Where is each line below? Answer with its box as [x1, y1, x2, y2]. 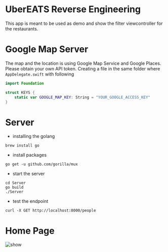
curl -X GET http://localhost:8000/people [5, 208, 96, 213]
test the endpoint [12, 198, 49, 204]
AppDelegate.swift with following [5, 71, 74, 77]
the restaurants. [5, 25, 38, 31]
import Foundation [5, 81, 44, 86]
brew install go [5, 143, 39, 148]
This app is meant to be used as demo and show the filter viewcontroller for [5, 20, 163, 26]
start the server [12, 171, 45, 177]
